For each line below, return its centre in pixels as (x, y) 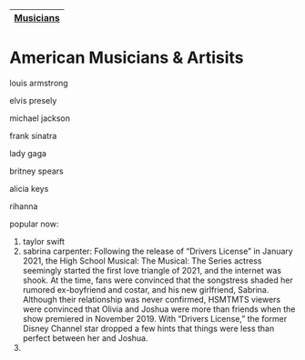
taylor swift (44, 241)
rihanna (24, 206)
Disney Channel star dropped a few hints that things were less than (148, 328)
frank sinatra (33, 135)
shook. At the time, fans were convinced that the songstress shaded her (158, 280)
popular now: (34, 224)
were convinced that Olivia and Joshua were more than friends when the (159, 309)
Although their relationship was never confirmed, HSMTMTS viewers (151, 299)
